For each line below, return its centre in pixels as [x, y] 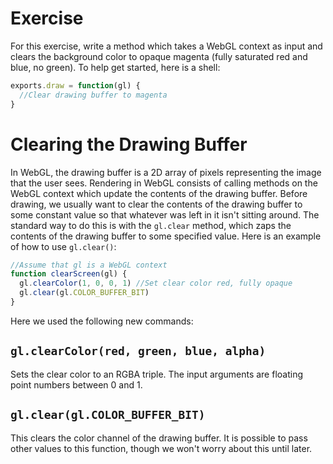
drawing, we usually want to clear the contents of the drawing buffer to [156, 204]
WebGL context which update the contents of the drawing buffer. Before [159, 193]
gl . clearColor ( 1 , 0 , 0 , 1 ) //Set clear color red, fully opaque [156, 283]
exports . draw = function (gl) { [75, 85]
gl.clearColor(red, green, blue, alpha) [138, 351]
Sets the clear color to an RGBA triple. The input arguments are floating [157, 374]
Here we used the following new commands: [102, 321]
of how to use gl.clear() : [63, 246]
